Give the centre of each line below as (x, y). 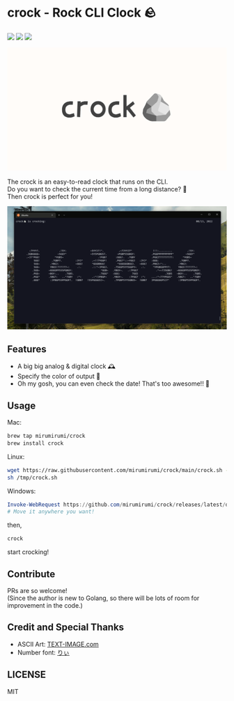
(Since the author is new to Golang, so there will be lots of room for (103, 598)
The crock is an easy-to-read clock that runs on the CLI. (88, 182)
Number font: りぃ (43, 652)
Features (27, 349)
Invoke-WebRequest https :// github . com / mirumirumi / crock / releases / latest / (117, 505)
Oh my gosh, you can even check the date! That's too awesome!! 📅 (114, 384)
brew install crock (36, 443)
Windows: (22, 491)
